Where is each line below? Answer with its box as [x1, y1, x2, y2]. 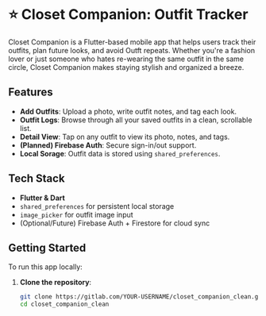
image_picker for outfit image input [19, 210, 133, 219]
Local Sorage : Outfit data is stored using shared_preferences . [19, 148, 221, 158]
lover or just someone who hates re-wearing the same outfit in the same [8, 54, 245, 64]
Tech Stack [8, 171, 65, 186]
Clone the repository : [19, 278, 92, 287]
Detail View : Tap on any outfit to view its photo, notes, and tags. [19, 132, 230, 141]
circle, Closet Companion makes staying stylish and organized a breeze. [8, 62, 245, 71]
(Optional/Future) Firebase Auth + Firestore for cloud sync [19, 218, 210, 228]
